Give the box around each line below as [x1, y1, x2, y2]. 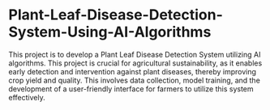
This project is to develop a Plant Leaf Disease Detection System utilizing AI [8, 49, 261, 59]
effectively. [8, 92, 46, 102]
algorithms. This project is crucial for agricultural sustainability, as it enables [8, 58, 263, 68]
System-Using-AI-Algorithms [8, 23, 212, 41]
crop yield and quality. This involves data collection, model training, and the [8, 75, 261, 85]
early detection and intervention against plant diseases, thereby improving [8, 66, 257, 76]
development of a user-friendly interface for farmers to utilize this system [8, 83, 254, 94]
